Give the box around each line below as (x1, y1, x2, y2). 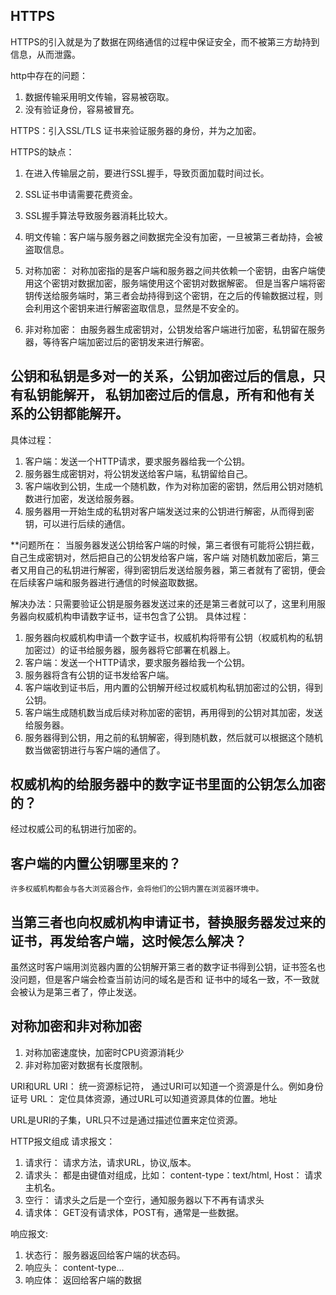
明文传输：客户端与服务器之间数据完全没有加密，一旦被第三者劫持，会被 (24, 230, 323, 243)
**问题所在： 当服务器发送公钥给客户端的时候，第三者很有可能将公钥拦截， (10, 539, 320, 551)
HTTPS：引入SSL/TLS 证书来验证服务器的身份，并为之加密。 (10, 124, 262, 136)
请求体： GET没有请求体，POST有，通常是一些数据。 (24, 1206, 245, 1218)
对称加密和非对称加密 (10, 1018, 142, 1035)
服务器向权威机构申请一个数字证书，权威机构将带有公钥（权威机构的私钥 (24, 631, 323, 643)
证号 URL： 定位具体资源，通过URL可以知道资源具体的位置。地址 (10, 1092, 278, 1104)
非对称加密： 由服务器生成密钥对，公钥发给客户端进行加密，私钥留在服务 (24, 323, 326, 335)
